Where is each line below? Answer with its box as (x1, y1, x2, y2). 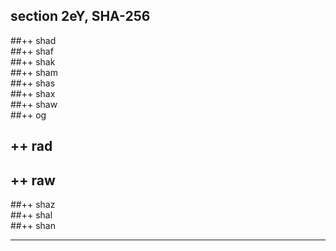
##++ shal (10, 209, 53, 221)
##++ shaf (10, 45, 54, 57)
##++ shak (10, 55, 56, 68)
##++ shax (10, 87, 56, 99)
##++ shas (10, 77, 56, 89)
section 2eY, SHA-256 (10, 8, 151, 25)
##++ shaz (10, 199, 56, 211)
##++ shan (10, 220, 56, 232)
